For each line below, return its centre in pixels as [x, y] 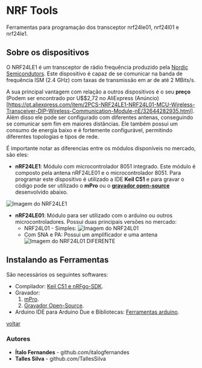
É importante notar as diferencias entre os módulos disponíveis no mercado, [101, 148]
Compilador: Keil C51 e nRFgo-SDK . [59, 286]
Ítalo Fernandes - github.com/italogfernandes [72, 352]
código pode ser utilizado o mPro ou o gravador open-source [92, 185]
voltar [14, 323]
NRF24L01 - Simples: [50, 228]
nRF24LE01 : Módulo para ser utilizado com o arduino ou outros [94, 215]
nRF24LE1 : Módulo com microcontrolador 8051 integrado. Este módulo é [105, 166]
